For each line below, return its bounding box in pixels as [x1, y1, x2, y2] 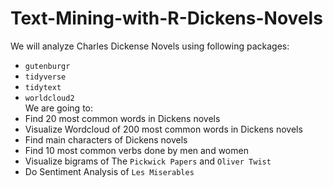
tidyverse [24, 72, 67, 82]
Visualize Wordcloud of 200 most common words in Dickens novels [24, 123, 303, 135]
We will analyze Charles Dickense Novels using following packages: [10, 40, 290, 52]
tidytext [24, 82, 62, 92]
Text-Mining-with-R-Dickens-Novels [10, 7, 323, 30]
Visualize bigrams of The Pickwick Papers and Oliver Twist [24, 155, 272, 167]
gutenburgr [24, 61, 71, 71]
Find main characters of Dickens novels [24, 133, 188, 146]
